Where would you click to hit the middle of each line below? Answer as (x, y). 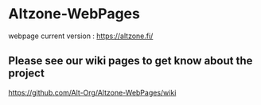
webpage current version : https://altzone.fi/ (81, 36)
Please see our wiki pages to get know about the (130, 61)
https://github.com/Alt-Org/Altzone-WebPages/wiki (92, 92)
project (27, 74)
